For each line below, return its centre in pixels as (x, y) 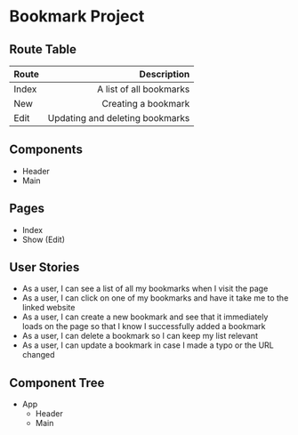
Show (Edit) (43, 239)
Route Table (43, 49)
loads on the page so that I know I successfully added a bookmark (144, 326)
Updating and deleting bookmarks (119, 118)
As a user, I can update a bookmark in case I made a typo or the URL (148, 345)
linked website (48, 308)
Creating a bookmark (146, 104)
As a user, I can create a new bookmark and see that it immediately (145, 317)
